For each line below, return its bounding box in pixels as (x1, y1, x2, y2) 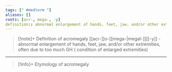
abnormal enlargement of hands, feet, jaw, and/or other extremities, (17, 41, 161, 47)
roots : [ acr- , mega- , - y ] (5, 17, 60, 22)
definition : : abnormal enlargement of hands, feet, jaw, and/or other (5, 21, 159, 27)
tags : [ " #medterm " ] (5, 7, 52, 13)
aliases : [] (5, 12, 31, 17)
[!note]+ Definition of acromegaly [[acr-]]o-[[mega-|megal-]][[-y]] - (17, 36, 161, 42)
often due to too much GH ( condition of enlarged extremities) (17, 46, 148, 53)
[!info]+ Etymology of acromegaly (17, 61, 90, 67)
